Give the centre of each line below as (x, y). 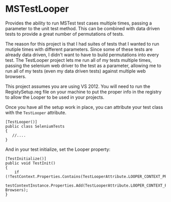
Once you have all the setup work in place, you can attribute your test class (84, 107)
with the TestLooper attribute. (36, 113)
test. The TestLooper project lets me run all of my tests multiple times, (78, 60)
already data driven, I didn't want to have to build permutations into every (82, 55)
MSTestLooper (37, 9)
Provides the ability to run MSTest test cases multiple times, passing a (79, 23)
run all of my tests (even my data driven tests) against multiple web (76, 71)
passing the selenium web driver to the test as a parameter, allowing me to (83, 65)
